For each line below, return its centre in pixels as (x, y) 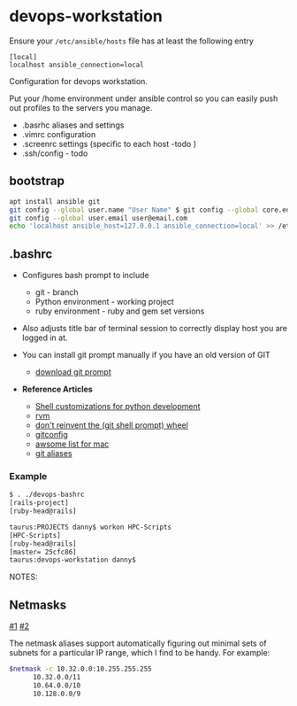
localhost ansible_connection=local (76, 65)
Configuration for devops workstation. (79, 81)
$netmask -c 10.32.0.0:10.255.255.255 (80, 669)
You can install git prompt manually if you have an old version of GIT (146, 355)
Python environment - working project (104, 302)
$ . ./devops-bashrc (47, 495)
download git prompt (73, 372)
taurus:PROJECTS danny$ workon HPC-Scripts (91, 527)
